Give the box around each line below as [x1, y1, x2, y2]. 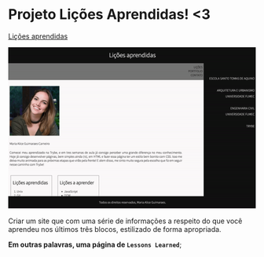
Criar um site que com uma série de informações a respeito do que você [8, 216, 243, 226]
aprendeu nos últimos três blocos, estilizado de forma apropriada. [8, 225, 222, 234]
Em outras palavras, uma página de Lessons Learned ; [8, 240, 182, 249]
